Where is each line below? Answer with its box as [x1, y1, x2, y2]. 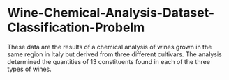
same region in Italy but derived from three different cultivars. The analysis [7, 50, 222, 58]
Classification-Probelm [7, 19, 145, 35]
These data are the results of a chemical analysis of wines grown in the [7, 42, 212, 51]
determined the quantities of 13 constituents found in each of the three [7, 57, 211, 65]
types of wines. [7, 65, 52, 73]
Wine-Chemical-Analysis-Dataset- [7, 5, 215, 21]
